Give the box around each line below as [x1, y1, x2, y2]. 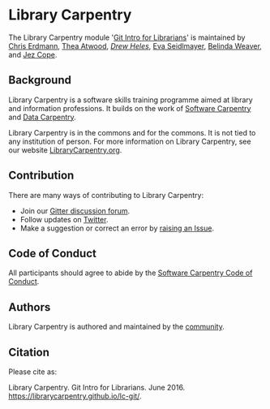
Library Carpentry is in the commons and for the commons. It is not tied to [8, 127, 256, 137]
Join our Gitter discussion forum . [19, 205, 131, 216]
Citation [8, 345, 50, 359]
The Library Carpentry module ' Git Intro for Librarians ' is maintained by [8, 32, 246, 42]
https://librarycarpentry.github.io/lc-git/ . [8, 391, 142, 401]
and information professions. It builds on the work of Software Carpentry [8, 103, 251, 113]
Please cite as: [8, 367, 58, 377]
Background [8, 73, 71, 87]
